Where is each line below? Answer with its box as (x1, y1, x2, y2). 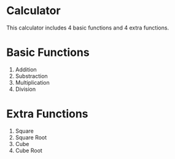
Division (15, 85, 36, 93)
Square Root (15, 133, 47, 141)
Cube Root (15, 147, 43, 154)
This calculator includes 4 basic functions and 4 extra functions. (6, 24, 169, 31)
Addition (15, 66, 37, 73)
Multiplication (15, 79, 50, 86)
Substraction (15, 72, 48, 80)
